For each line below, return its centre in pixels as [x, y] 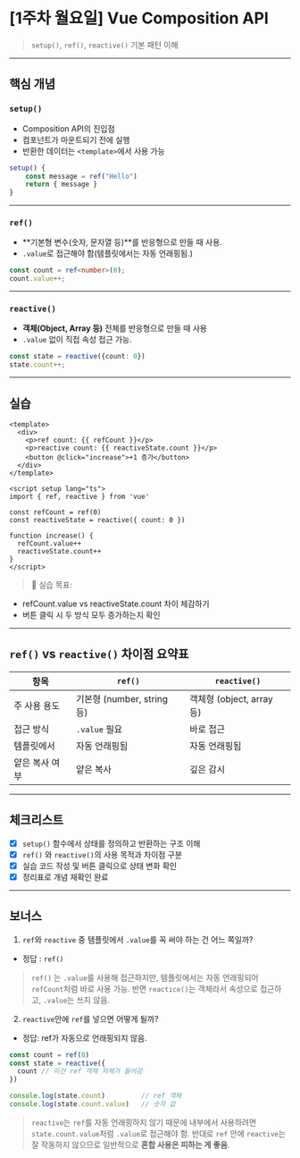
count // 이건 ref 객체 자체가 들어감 [80, 1071]
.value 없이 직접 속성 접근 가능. [77, 340]
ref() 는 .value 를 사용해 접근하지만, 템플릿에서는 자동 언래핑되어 [145, 977]
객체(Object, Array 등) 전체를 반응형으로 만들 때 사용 [115, 328]
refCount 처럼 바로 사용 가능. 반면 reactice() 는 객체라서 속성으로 [144, 988]
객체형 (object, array [232, 698]
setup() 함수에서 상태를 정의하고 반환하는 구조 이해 [111, 843]
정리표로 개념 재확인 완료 [65, 876]
